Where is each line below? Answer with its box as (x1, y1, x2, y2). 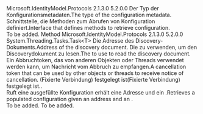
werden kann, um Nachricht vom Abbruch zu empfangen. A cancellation (6, 63, 187, 70)
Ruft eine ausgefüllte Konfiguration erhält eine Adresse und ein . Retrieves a (6, 89, 195, 96)
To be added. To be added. (6, 102, 74, 109)
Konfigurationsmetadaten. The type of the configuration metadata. (6, 11, 172, 18)
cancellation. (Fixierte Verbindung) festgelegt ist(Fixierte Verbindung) (6, 76, 181, 83)
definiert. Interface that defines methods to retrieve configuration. (6, 24, 171, 31)
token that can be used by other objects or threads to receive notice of (6, 69, 184, 77)
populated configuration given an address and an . (6, 96, 133, 102)
